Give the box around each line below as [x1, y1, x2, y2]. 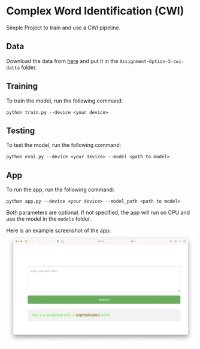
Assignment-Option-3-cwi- [119, 58, 184, 64]
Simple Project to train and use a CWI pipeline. [6, 24, 121, 31]
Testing [6, 125, 35, 136]
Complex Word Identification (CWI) [6, 4, 184, 18]
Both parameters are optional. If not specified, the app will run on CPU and [6, 209, 190, 216]
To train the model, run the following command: [6, 97, 123, 104]
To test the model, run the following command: [6, 142, 122, 149]
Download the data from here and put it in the [6, 57, 119, 64]
